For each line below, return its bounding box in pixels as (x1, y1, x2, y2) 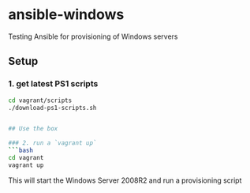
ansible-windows (8, 6, 125, 24)
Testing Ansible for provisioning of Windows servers (8, 32, 178, 41)
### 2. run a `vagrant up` (8, 139, 97, 147)
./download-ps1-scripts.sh (8, 104, 97, 112)
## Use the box (8, 125, 58, 133)
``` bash (8, 146, 34, 155)
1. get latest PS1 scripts (8, 78, 99, 89)
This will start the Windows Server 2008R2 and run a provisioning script (8, 176, 242, 185)
